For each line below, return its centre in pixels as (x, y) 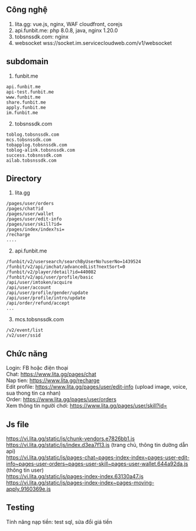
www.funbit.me (24, 97)
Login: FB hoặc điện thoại (37, 368)
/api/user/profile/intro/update (46, 298)
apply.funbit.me (26, 107)
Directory (24, 179)
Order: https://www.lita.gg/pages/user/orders (61, 399)
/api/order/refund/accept (38, 303)
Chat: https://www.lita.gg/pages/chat (51, 374)
